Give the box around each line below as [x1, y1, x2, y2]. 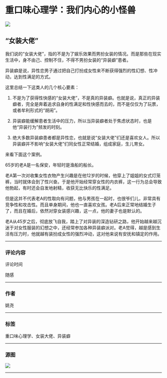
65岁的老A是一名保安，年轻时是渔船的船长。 [5, 162, 96, 168]
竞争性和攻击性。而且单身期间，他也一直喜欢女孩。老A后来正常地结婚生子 [5, 202, 157, 208]
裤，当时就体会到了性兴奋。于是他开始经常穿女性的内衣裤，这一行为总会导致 [5, 178, 162, 184]
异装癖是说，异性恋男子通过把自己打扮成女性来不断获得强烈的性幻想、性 [5, 68, 153, 74]
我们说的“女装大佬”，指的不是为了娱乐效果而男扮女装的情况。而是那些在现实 [5, 51, 162, 57]
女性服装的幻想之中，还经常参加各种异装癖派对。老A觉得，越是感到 [18, 225, 157, 230]
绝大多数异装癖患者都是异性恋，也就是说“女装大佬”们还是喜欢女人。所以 [12, 135, 161, 141]
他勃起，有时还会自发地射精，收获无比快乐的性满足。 [5, 185, 114, 191]
